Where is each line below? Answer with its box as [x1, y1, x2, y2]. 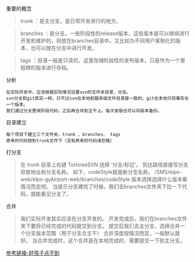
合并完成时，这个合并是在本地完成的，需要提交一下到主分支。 [37, 237, 185, 244]
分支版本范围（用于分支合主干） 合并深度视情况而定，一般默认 [25, 230, 175, 236]
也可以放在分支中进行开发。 [30, 44, 97, 51]
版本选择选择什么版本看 [131, 176, 188, 183]
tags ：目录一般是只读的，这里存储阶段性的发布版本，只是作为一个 [20, 57, 180, 64]
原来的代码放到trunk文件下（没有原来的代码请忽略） [6, 138, 115, 144]
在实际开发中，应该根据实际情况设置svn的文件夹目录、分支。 [6, 89, 131, 95]
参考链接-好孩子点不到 [6, 250, 60, 256]
